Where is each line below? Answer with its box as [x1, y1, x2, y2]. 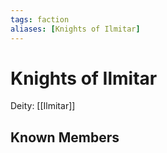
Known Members [10, 129, 120, 146]
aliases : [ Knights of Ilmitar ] [10, 24, 141, 34]
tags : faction [10, 14, 70, 25]
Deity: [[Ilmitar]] [10, 100, 76, 112]
